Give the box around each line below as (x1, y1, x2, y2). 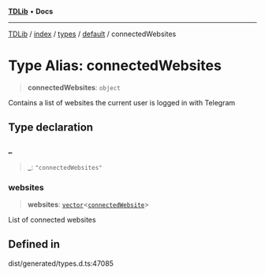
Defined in (8, 237, 61, 251)
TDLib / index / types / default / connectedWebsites (8, 29, 177, 39)
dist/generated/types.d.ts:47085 (8, 259, 114, 268)
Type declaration (8, 121, 93, 134)
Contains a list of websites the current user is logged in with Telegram (8, 98, 236, 107)
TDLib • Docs (8, 7, 54, 16)
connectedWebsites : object (27, 83, 121, 92)
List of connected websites (8, 215, 96, 224)
